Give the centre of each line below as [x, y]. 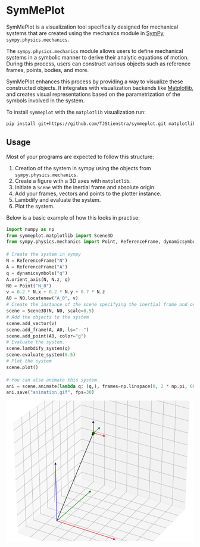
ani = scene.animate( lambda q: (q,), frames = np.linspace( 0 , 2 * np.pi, [97, 386]
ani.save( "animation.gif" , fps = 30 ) [50, 393]
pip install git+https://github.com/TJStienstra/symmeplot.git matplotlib [101, 124]
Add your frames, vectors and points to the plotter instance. [88, 193]
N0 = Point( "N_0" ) [29, 286]
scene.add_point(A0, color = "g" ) [46, 336]
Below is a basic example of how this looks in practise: [73, 217]
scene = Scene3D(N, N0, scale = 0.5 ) [50, 311]
